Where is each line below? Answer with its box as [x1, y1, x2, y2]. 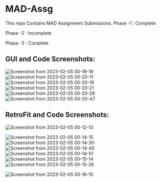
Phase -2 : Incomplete [5, 30, 52, 36]
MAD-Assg [5, 3, 54, 15]
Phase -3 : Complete [5, 39, 49, 46]
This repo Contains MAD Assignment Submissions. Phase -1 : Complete [5, 20, 156, 26]
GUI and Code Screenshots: [5, 55, 96, 64]
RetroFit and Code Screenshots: [5, 111, 109, 119]
